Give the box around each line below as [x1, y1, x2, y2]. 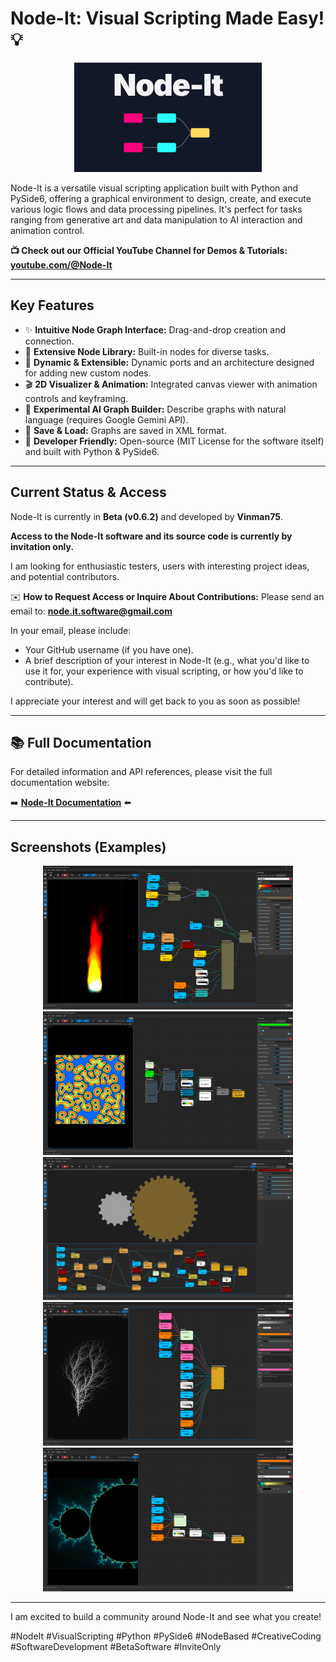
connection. [24, 335, 75, 347]
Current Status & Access [10, 484, 167, 501]
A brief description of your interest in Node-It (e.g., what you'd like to [24, 654, 310, 666]
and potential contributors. [10, 570, 120, 582]
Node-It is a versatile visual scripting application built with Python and [10, 182, 299, 194]
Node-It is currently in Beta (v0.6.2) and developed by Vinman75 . [10, 510, 283, 522]
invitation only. [10, 540, 75, 552]
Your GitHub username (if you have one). [24, 643, 194, 656]
